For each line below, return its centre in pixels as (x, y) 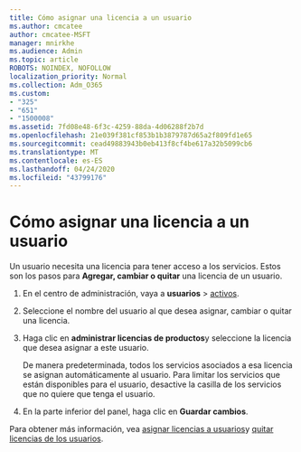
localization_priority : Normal (68, 77)
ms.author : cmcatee (46, 26)
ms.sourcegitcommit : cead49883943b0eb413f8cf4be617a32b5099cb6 (131, 144)
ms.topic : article (44, 60)
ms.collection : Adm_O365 (56, 85)
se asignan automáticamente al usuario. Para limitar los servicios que (151, 375)
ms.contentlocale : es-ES (56, 160)
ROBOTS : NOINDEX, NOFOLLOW (60, 69)
